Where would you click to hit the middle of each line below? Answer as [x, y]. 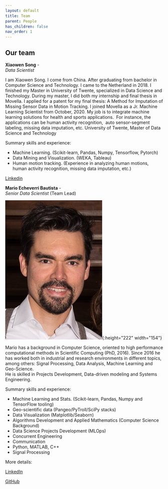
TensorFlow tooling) [33, 404]
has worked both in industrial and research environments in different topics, [83, 358]
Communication [29, 441]
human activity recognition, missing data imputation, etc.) [72, 169]
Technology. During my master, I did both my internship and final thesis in [81, 96]
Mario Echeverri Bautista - [33, 188]
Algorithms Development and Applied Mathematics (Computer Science [86, 420]
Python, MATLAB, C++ [36, 447]
